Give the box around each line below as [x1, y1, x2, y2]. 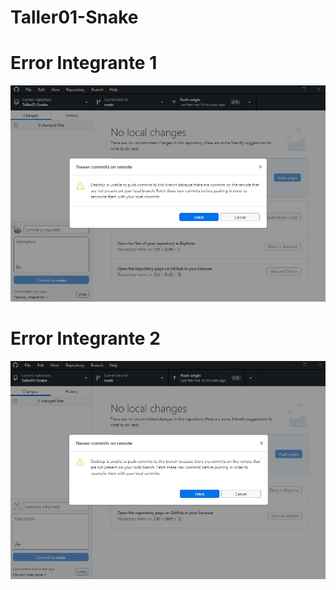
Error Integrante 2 [10, 327, 161, 350]
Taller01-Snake [10, 6, 139, 29]
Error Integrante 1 [10, 52, 158, 75]
